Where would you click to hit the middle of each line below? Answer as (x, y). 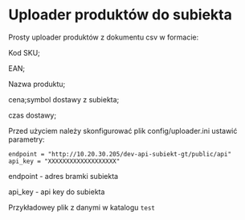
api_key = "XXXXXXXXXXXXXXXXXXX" (64, 161)
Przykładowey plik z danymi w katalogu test (82, 207)
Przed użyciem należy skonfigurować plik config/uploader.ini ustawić (123, 131)
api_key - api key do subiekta (57, 192)
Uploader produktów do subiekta (120, 15)
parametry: (27, 139)
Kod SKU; (24, 52)
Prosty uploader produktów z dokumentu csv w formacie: (104, 37)
